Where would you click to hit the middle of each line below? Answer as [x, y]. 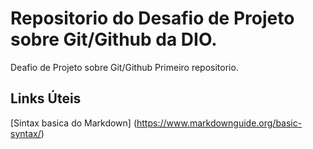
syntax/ [26, 133]
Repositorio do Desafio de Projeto [152, 18]
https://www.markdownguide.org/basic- [219, 123]
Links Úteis [46, 98]
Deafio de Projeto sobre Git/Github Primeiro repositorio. [124, 67]
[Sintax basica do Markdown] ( [73, 123]
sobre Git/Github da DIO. [114, 39]
